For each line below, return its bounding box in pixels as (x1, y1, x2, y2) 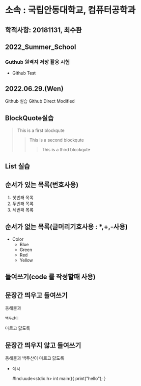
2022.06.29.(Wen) (5, 85, 64, 93)
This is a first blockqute (17, 127, 65, 133)
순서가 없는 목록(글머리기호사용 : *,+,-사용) (5, 223, 128, 231)
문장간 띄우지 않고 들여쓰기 (5, 341, 81, 349)
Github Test (12, 70, 36, 76)
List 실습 (5, 162, 30, 171)
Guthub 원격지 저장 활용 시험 (5, 58, 70, 65)
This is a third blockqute (41, 146, 90, 152)
